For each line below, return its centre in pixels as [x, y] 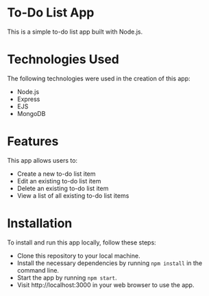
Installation [40, 223]
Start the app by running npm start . [67, 277]
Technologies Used [63, 59]
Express [28, 99]
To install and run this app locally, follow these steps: [82, 242]
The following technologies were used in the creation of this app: [99, 78]
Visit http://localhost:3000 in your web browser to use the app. [106, 285]
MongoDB [31, 113]
